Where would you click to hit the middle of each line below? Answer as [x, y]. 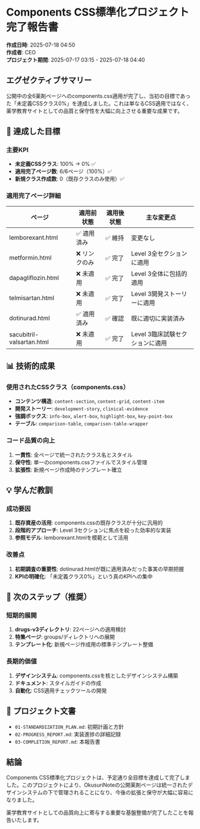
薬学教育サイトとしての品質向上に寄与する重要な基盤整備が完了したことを [97, 813]
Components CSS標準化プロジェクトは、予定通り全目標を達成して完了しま [98, 778]
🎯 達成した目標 [33, 132]
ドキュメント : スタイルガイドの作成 [58, 683]
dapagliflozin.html [34, 278]
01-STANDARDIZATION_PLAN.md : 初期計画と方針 [69, 726]
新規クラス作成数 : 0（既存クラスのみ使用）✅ [70, 179]
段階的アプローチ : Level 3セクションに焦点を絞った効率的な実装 [93, 530]
